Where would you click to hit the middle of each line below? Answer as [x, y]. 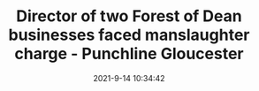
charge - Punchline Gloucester [129, 54]
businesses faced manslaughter [129, 35]
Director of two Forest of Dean [129, 16]
